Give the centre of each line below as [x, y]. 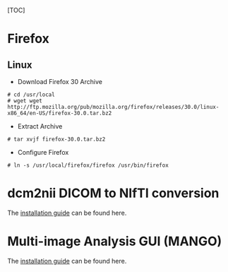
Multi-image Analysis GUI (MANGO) [115, 241]
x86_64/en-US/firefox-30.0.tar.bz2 [60, 113]
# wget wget [25, 101]
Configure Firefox [43, 152]
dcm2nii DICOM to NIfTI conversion [113, 193]
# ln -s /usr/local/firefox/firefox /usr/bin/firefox [88, 165]
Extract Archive [40, 126]
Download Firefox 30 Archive [60, 82]
